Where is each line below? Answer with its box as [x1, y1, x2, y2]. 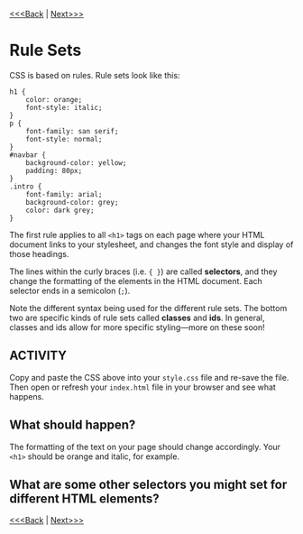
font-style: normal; [25, 134, 103, 143]
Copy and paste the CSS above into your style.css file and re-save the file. [9, 372, 289, 382]
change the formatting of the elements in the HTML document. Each [9, 275, 263, 286]
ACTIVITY [9, 348, 68, 364]
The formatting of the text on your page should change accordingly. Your [9, 441, 281, 452]
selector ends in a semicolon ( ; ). [9, 285, 131, 296]
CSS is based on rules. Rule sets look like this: [9, 69, 180, 80]
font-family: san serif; [25, 126, 119, 135]
